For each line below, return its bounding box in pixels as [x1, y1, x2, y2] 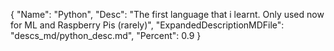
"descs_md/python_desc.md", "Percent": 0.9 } [10, 30, 202, 41]
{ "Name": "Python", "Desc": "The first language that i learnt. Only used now [10, 9, 325, 20]
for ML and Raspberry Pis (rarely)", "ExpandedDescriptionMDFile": [10, 19, 285, 31]
